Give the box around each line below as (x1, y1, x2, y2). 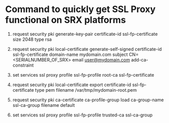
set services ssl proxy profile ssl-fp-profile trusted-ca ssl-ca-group (12, 112, 153, 118)
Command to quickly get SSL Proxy (5, 4, 156, 15)
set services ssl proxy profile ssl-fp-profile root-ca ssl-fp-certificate (12, 72, 154, 78)
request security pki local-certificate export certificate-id (12, 82, 131, 88)
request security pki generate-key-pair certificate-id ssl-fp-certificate (12, 31, 158, 37)
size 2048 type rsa (12, 36, 52, 42)
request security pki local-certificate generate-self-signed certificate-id (12, 46, 162, 52)
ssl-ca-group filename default (12, 102, 75, 108)
